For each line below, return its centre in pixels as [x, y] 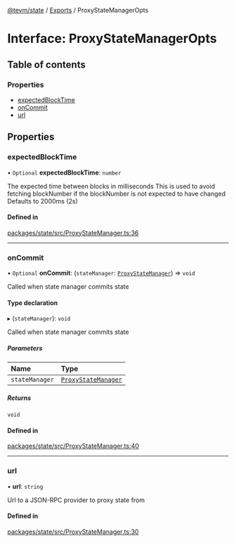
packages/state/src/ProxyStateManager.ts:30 [73, 532]
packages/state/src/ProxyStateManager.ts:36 [73, 232]
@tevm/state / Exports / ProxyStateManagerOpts [78, 10]
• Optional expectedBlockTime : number [64, 173]
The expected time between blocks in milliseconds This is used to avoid [111, 186]
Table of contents [46, 64]
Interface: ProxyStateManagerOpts [112, 39]
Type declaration [33, 303]
